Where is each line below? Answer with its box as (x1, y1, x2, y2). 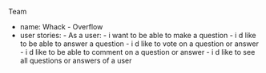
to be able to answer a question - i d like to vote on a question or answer (19, 39, 259, 48)
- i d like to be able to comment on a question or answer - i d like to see (19, 48, 256, 56)
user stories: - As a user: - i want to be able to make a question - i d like (19, 31, 256, 40)
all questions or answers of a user (19, 56, 132, 65)
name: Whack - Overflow (19, 22, 103, 31)
